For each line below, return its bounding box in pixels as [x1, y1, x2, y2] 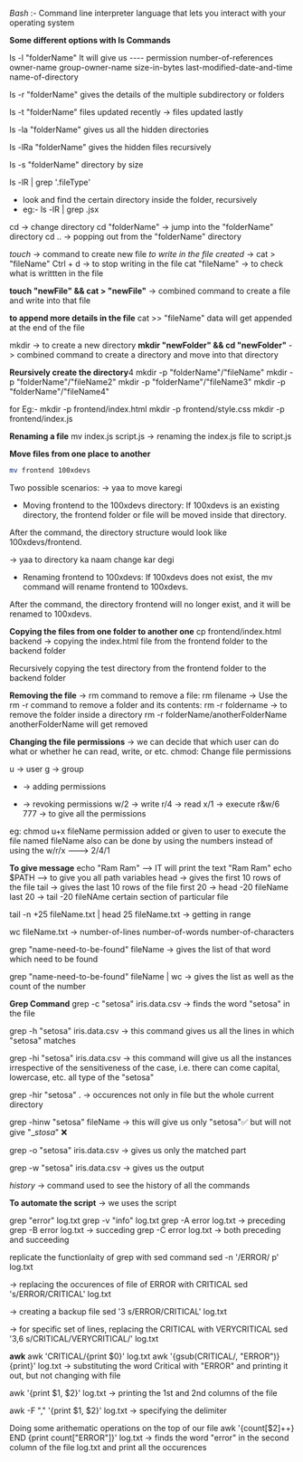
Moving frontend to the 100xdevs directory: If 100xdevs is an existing [22, 500, 280, 511]
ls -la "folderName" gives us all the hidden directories [9, 124, 210, 135]
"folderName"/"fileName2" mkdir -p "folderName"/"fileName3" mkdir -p [16, 377, 287, 387]
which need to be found [9, 953, 99, 964]
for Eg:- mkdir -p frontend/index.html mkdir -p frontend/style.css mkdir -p [9, 404, 285, 415]
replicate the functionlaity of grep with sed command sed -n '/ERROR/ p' [9, 1251, 279, 1262]
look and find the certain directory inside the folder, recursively [22, 195, 258, 205]
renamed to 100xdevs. [9, 608, 92, 619]
